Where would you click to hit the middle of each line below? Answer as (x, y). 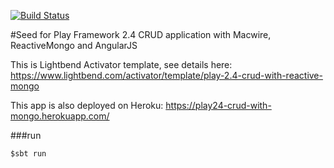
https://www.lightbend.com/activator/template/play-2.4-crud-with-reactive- (166, 75)
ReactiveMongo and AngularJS (74, 45)
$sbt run (28, 154)
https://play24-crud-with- (218, 105)
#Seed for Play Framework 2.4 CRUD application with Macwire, (141, 34)
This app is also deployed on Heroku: (87, 105)
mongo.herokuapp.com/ (60, 116)
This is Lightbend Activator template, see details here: (121, 64)
